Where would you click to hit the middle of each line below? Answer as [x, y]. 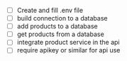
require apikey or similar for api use [68, 50]
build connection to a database [62, 18]
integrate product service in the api [68, 43]
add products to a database [57, 26]
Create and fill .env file [50, 10]
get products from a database [60, 34]
